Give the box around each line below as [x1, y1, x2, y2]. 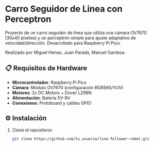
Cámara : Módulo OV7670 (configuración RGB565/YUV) [12, 84, 123, 90]
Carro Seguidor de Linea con [5, 3, 123, 15]
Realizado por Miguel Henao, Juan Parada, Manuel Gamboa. [5, 49, 126, 55]
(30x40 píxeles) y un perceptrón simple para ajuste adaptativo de [5, 35, 136, 41]
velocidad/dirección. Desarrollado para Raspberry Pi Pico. [5, 40, 121, 46]
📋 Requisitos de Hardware [5, 64, 87, 72]
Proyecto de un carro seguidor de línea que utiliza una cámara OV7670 [5, 30, 147, 35]
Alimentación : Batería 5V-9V [12, 95, 70, 100]
